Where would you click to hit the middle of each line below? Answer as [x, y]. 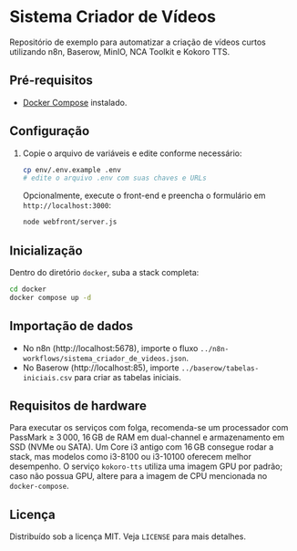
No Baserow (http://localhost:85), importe [101, 368]
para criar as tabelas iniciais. [128, 377]
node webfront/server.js [70, 222]
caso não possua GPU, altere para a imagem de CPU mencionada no [138, 476]
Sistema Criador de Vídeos [113, 17]
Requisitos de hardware [78, 405]
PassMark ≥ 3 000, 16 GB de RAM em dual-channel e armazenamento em [147, 437]
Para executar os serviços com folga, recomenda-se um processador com [149, 428]
